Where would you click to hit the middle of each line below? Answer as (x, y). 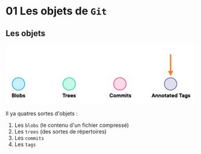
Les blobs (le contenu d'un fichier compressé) (72, 125)
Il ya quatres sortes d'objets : (42, 113)
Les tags (25, 144)
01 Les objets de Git (56, 11)
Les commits (29, 138)
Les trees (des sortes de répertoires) (60, 131)
